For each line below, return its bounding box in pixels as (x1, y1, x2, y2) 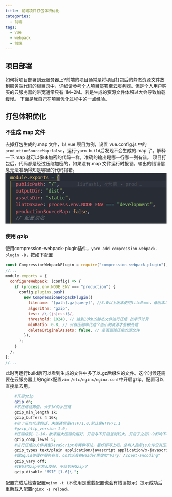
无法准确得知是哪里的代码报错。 (9, 167, 77, 173)
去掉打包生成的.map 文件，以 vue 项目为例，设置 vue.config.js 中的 (5, 141, 147, 147)
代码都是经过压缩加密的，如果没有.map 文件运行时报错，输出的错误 (18, 161, 161, 167)
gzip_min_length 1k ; (14, 410, 58, 415)
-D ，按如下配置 (21, 252, 53, 258)
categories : (5, 13, 31, 19)
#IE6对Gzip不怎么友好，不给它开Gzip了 (14, 464, 88, 469)
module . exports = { (5, 273, 47, 278)
